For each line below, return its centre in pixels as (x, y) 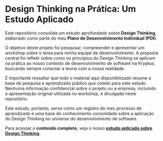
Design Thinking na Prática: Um (70, 9)
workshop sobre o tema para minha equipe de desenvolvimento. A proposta (82, 53)
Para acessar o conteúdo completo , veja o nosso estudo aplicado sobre (79, 128)
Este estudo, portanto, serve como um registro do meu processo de (73, 108)
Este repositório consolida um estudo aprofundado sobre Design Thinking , (81, 33)
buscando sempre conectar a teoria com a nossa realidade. (65, 68)
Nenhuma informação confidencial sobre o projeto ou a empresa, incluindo (81, 88)
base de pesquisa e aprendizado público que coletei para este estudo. (76, 83)
